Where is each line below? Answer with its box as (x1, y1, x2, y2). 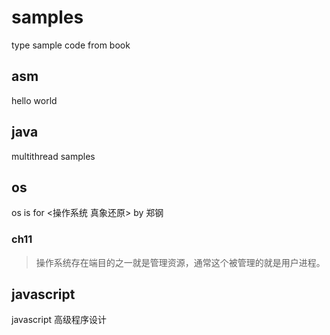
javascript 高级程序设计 (11, 314, 107, 326)
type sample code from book (11, 39, 131, 51)
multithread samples (11, 150, 96, 162)
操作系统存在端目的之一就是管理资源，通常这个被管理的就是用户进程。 (35, 256, 326, 268)
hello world (11, 94, 58, 106)
